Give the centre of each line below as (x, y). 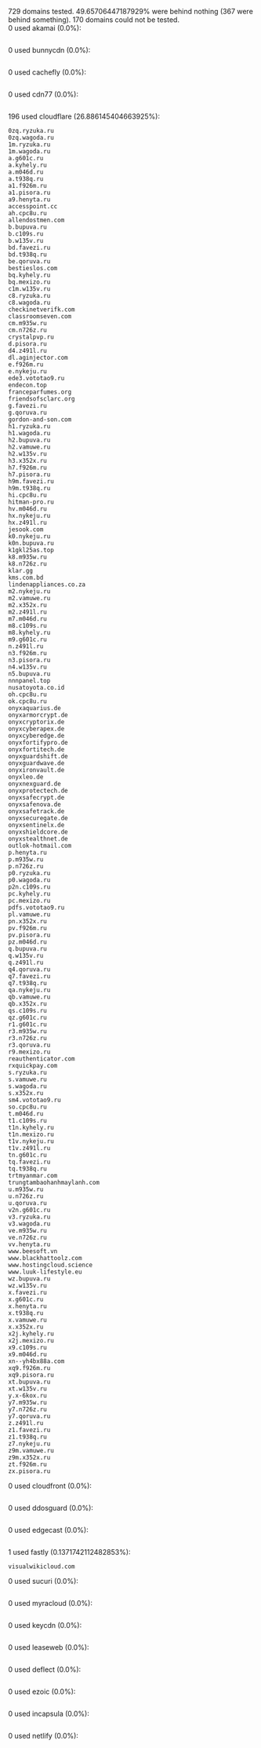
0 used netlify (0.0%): (43, 1736)
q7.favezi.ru (29, 977)
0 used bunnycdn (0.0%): (49, 50)
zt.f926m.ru (27, 1464)
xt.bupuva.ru (29, 1382)
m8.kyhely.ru (29, 632)
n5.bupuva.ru (29, 674)
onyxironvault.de (36, 770)
